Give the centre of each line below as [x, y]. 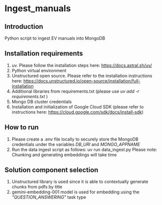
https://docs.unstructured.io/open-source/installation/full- [82, 81]
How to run [22, 127]
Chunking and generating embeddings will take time [64, 155]
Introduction [24, 27]
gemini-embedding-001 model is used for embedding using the [76, 192]
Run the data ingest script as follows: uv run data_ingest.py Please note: [84, 149]
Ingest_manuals [38, 9]
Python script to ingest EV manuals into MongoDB [55, 38]
